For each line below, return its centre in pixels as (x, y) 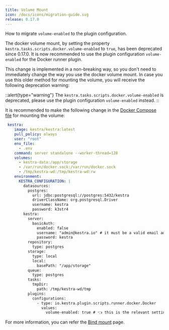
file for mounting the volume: (35, 116)
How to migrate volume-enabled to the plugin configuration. (66, 34)
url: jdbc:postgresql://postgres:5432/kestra (80, 195)
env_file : (25, 144)
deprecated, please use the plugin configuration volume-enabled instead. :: (82, 100)
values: (49, 308)
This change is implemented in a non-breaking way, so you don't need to (81, 69)
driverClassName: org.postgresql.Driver (75, 200)
